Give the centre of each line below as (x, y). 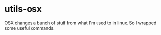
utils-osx (23, 9)
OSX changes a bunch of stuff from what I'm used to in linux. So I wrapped (80, 23)
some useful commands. (30, 28)
